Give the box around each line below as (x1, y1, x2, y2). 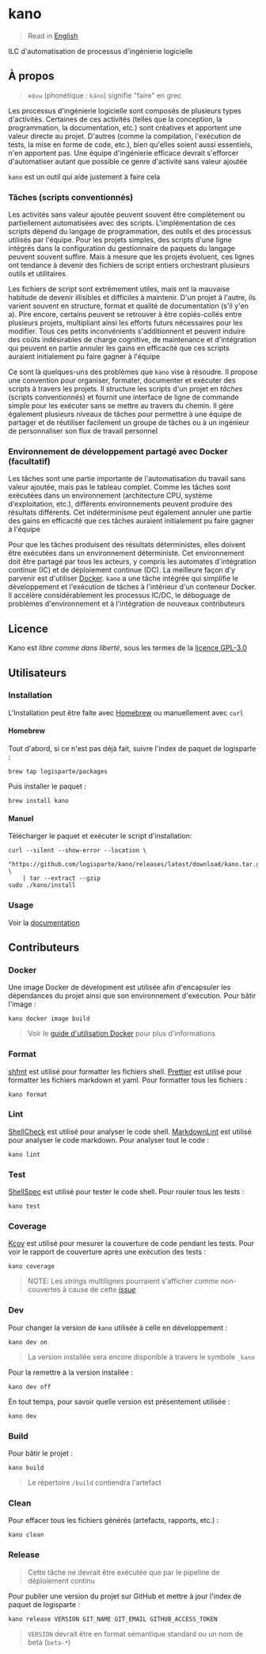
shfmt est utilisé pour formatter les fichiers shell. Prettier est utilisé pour (8, 1066, 242, 1076)
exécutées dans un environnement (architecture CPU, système (8, 491, 213, 500)
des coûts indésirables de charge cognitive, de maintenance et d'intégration (8, 335, 256, 345)
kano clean (8, 1531, 44, 1539)
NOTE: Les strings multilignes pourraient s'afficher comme (27, 1276, 219, 1286)
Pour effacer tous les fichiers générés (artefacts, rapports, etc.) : (8, 1516, 219, 1525)
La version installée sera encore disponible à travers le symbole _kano (27, 1351, 256, 1362)
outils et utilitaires (8, 269, 66, 279)
